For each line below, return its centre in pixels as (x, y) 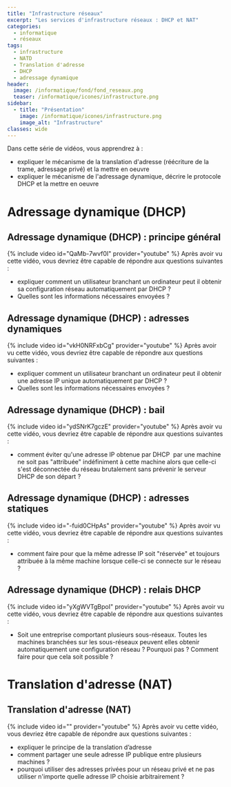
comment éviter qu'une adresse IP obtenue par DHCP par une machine (119, 455)
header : (18, 84)
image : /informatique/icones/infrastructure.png (91, 116)
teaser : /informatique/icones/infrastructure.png (86, 97)
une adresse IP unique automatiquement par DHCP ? (92, 381)
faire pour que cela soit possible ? (65, 657)
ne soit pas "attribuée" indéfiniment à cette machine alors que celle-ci (117, 462)
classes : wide (28, 129)
